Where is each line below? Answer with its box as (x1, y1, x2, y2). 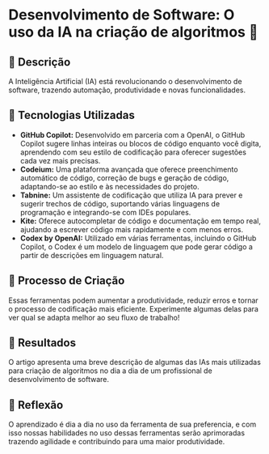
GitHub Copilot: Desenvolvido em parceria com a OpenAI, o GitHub (19, 129, 245, 139)
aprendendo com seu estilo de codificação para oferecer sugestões (19, 147, 246, 157)
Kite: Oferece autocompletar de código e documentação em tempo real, (19, 216, 261, 226)
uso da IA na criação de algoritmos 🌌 (8, 23, 258, 41)
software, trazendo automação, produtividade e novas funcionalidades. (8, 85, 246, 95)
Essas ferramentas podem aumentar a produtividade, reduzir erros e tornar (8, 295, 258, 305)
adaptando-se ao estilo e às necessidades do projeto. (19, 181, 200, 191)
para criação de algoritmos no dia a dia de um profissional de (8, 366, 212, 376)
